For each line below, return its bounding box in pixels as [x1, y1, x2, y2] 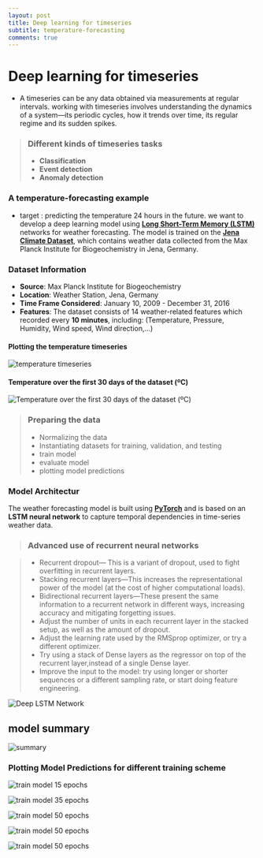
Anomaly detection [39, 173, 104, 182]
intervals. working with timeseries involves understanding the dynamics [19, 102, 252, 111]
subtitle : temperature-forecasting [8, 26, 125, 34]
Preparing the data [27, 415, 101, 426]
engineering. [39, 684, 81, 693]
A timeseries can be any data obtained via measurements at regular [19, 94, 239, 103]
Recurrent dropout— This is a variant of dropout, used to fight [39, 558, 240, 568]
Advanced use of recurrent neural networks [27, 540, 199, 550]
